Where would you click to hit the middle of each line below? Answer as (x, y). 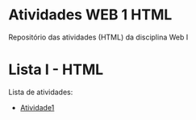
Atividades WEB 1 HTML (90, 15)
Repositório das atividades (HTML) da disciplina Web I (98, 37)
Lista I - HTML (56, 70)
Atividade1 (37, 107)
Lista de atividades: (41, 92)
